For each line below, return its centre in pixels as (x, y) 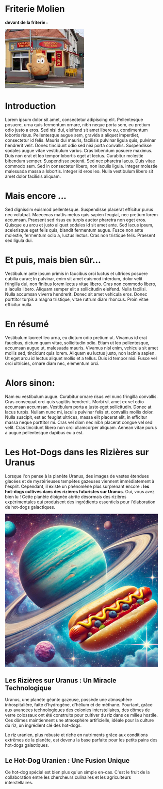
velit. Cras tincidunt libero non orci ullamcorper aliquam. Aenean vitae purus (81, 427)
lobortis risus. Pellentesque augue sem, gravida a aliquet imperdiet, (72, 135)
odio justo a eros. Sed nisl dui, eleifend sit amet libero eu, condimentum (76, 130)
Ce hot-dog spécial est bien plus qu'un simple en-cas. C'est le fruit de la (78, 772)
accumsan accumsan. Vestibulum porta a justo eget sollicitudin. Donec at (78, 407)
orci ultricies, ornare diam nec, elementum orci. (52, 363)
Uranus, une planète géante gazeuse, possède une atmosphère (69, 700)
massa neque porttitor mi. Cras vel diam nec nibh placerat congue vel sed (79, 422)
